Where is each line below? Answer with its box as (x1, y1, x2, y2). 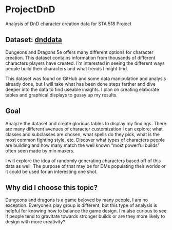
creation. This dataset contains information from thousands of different (5, 54, 156, 61)
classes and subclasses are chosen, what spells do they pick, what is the (5, 131, 160, 137)
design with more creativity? (5, 219, 66, 225)
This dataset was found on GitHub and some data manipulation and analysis (5, 75, 166, 82)
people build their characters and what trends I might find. (5, 65, 128, 71)
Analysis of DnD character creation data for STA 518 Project (5, 21, 132, 27)
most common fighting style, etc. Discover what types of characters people (5, 137, 165, 143)
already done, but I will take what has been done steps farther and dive (5, 81, 156, 87)
